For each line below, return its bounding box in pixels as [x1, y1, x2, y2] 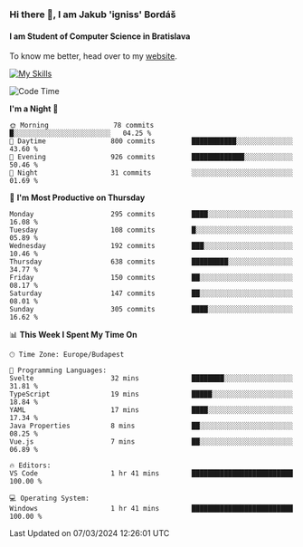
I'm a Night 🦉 [9, 103, 59, 114]
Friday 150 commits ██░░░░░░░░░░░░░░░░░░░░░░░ [9, 273, 294, 283]
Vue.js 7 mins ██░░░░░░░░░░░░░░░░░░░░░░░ [9, 437, 294, 446]
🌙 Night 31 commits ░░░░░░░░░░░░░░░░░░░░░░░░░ [9, 168, 294, 178]
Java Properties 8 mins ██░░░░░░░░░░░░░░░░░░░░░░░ [9, 421, 294, 431]
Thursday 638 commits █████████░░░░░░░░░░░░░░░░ [9, 257, 294, 266]
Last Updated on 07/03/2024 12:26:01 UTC [9, 528, 170, 539]
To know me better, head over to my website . [9, 51, 178, 62]
